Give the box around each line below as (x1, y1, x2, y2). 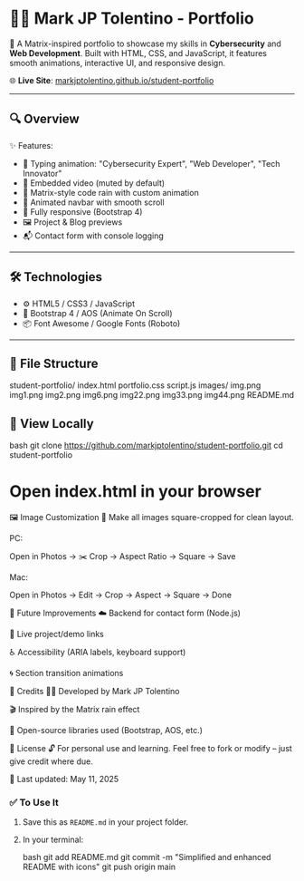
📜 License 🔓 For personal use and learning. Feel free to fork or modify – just (9, 743, 292, 754)
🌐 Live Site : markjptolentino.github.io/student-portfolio (9, 74, 214, 85)
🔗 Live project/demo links (9, 629, 104, 640)
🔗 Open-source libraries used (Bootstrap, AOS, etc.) (9, 725, 204, 736)
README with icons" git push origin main (22, 861, 176, 873)
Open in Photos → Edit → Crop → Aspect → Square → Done (9, 589, 233, 601)
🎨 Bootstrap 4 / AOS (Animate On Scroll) (22, 307, 174, 318)
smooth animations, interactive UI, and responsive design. (9, 57, 226, 68)
